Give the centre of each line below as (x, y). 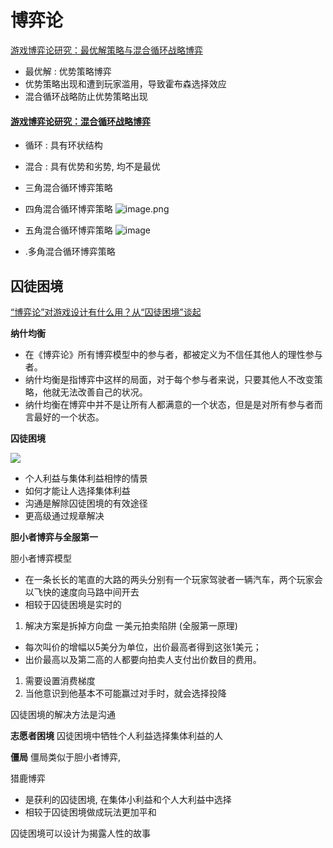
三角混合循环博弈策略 (68, 188)
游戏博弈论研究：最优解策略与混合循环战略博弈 (106, 50)
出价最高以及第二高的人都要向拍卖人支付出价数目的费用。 (143, 659)
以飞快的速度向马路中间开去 (82, 592)
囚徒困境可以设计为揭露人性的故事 (80, 833)
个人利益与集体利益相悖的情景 (86, 478)
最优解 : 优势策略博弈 (68, 71)
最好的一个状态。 (69, 417)
